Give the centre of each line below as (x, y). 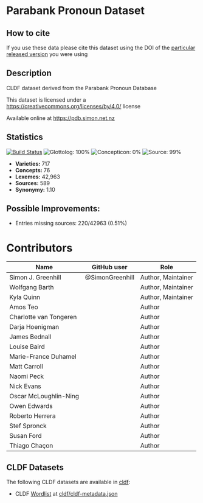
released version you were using (47, 54)
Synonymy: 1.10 (35, 189)
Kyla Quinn (25, 297)
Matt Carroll (26, 367)
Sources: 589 (33, 183)
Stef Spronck (28, 426)
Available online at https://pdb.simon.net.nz (61, 118)
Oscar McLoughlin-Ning (44, 396)
